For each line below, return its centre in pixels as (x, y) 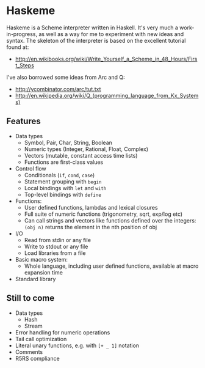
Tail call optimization (41, 339)
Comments (29, 351)
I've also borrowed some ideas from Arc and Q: (66, 77)
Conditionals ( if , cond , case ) (59, 175)
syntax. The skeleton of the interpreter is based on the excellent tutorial (96, 40)
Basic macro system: (41, 259)
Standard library (35, 279)
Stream (33, 326)
